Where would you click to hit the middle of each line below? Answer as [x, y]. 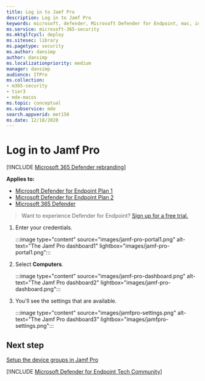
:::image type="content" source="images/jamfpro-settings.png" [95, 313]
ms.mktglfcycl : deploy [35, 35]
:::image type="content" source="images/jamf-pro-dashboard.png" [100, 276]
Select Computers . [39, 264]
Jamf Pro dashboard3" [70, 319]
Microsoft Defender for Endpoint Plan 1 [64, 191]
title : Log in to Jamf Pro [41, 12]
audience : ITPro [27, 75]
